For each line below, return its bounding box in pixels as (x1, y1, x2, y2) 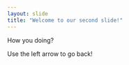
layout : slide (7, 10, 49, 17)
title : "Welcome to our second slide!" (7, 17, 123, 24)
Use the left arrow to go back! (7, 50, 93, 58)
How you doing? (7, 36, 54, 44)
